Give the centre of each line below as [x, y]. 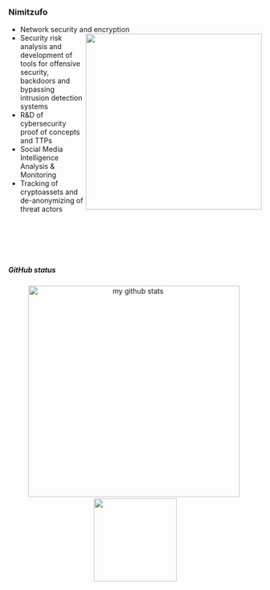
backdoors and [45, 81]
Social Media [41, 149]
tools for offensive [50, 64]
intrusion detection [51, 98]
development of [46, 56]
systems [34, 106]
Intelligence [39, 158]
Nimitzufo [28, 12]
